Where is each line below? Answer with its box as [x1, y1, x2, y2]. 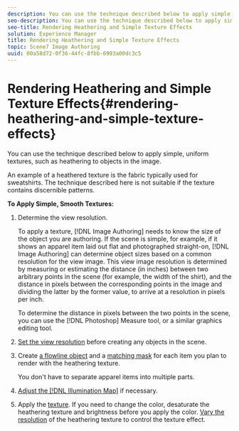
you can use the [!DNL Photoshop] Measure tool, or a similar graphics [17, 316, 223, 324]
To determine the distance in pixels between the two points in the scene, [17, 308, 231, 317]
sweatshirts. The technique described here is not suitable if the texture [7, 178, 215, 187]
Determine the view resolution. [17, 213, 108, 222]
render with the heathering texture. [17, 359, 121, 367]
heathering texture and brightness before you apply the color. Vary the [17, 408, 225, 416]
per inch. [17, 295, 44, 303]
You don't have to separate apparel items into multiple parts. [17, 372, 195, 381]
